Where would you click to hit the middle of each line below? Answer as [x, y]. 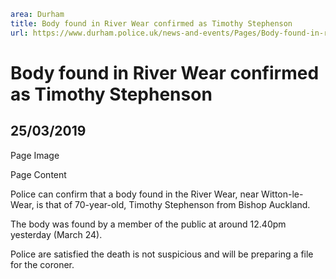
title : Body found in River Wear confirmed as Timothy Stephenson [151, 23]
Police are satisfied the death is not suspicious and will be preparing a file [162, 254]
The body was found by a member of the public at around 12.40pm [148, 224]
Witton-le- [282, 194]
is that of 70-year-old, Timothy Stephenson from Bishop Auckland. [173, 204]
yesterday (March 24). [56, 234]
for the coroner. [42, 264]
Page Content [38, 174]
